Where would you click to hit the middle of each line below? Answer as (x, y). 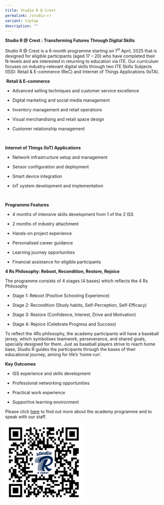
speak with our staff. (26, 417)
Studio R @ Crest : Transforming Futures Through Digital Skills (70, 40)
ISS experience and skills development (51, 373)
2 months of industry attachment (45, 224)
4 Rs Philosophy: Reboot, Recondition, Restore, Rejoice (62, 271)
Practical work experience (39, 392)
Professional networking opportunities (51, 383)
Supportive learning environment (45, 402)
